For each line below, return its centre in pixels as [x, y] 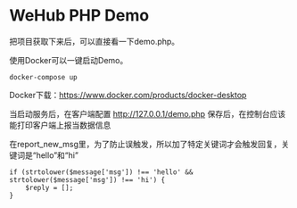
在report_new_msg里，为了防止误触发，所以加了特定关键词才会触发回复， [145, 144]
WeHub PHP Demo [79, 16]
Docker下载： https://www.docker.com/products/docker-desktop [128, 95]
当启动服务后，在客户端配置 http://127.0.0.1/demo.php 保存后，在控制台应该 [148, 113]
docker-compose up [43, 77]
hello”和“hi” [57, 155]
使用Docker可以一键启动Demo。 [69, 60]
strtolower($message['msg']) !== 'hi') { [87, 179]
